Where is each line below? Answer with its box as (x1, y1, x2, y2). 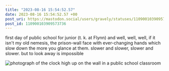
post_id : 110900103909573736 (5, 21, 66, 26)
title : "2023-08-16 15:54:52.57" (5, 7, 75, 12)
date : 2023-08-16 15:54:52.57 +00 (5, 12, 78, 17)
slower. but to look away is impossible (5, 51, 84, 57)
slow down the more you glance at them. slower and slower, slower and (5, 45, 153, 51)
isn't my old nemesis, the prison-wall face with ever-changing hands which (5, 40, 161, 46)
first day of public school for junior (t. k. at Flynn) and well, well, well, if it (5, 35, 155, 41)
